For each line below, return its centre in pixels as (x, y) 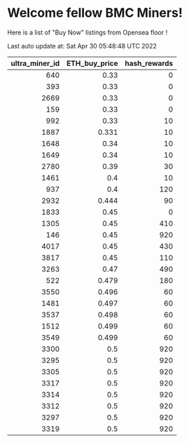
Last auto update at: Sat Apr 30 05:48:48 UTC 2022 (82, 46)
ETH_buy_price (92, 63)
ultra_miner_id (35, 63)
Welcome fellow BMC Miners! (95, 13)
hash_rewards (149, 63)
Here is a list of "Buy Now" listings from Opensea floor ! (87, 32)
